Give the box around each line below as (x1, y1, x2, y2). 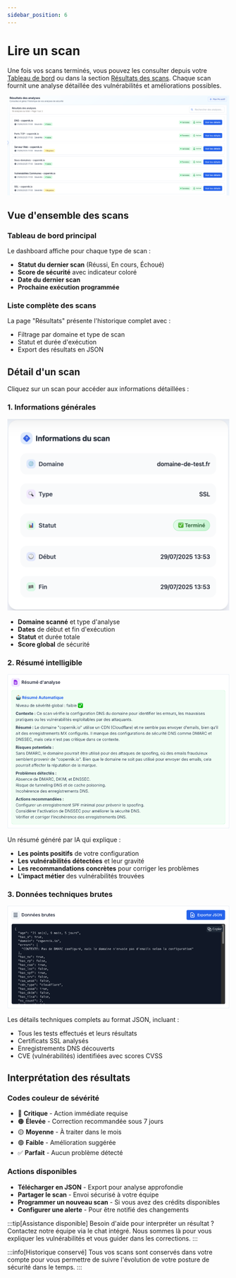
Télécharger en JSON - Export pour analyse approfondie (17, 1183, 183, 1191)
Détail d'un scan (7, 366, 81, 378)
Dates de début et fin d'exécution (17, 625, 116, 633)
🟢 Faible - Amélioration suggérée (17, 1139, 116, 1147)
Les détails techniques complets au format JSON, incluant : (7, 1015, 180, 1023)
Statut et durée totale (17, 632, 80, 641)
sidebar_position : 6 (7, 11, 68, 18)
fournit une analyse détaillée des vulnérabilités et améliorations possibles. (7, 81, 222, 90)
